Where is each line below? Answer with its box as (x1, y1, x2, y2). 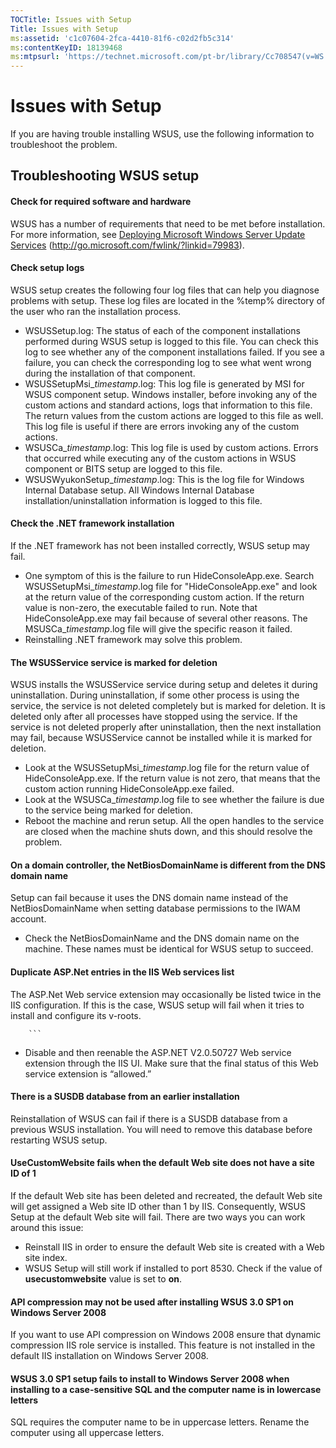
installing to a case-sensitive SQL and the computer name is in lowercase (10, 1383, 322, 1395)
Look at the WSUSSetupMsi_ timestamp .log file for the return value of (24, 762, 310, 774)
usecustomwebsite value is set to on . (24, 1273, 182, 1285)
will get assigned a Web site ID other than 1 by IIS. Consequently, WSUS (10, 1201, 307, 1213)
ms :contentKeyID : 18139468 (10, 42, 123, 53)
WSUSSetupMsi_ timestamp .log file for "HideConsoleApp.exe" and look (24, 581, 318, 593)
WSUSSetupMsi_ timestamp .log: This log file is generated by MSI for (24, 377, 305, 390)
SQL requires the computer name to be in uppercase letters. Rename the (10, 1416, 310, 1428)
